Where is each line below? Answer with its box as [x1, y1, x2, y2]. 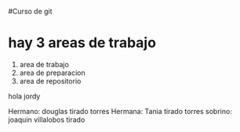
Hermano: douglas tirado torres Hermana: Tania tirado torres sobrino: [8, 106, 233, 116]
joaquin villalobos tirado [8, 115, 85, 124]
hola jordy [8, 91, 41, 101]
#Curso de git [8, 7, 53, 16]
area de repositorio [19, 76, 82, 85]
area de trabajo [19, 59, 69, 69]
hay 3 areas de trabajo [8, 34, 157, 52]
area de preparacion [19, 68, 85, 77]
